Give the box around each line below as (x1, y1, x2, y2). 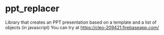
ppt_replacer (5, 3, 60, 14)
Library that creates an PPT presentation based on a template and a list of (5, 19, 157, 25)
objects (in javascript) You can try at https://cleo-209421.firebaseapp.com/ (5, 24, 160, 30)
